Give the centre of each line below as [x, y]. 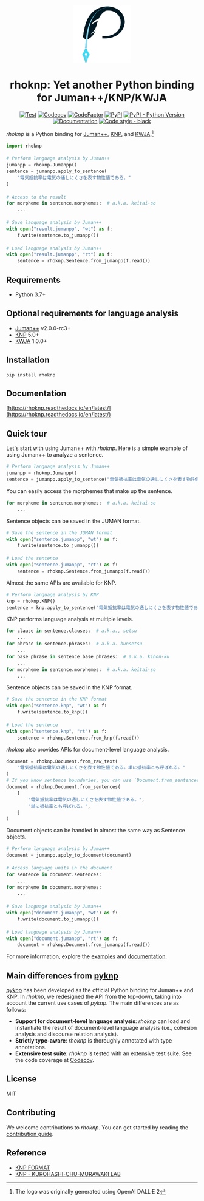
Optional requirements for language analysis [93, 314]
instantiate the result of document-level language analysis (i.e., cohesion [106, 1028]
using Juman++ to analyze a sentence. [55, 455]
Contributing [31, 1113]
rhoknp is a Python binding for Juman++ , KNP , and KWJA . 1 [80, 133]
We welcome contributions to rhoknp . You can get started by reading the [97, 1127]
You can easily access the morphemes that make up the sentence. [90, 491]
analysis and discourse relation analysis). [66, 1034]
